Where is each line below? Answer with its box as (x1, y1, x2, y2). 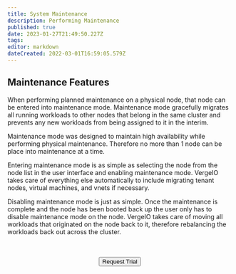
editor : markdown (7, 43, 59, 51)
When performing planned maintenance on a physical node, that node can (7, 95, 226, 104)
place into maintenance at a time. (7, 147, 105, 155)
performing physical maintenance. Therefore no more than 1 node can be (7, 139, 222, 148)
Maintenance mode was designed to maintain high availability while (7, 132, 205, 140)
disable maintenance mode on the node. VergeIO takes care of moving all (7, 212, 223, 221)
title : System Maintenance (7, 10, 88, 18)
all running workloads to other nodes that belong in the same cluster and (7, 110, 221, 119)
